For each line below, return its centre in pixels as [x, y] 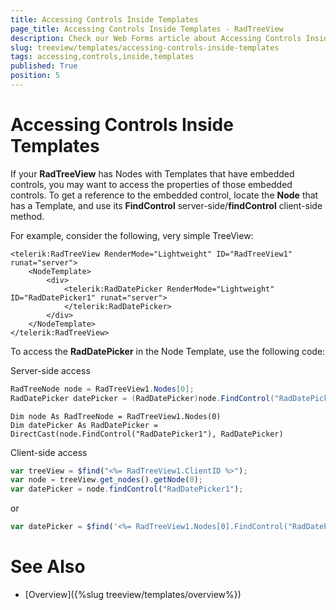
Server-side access [50, 370]
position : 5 [35, 76]
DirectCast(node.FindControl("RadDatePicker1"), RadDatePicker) [147, 434]
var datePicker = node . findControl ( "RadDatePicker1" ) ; [127, 489]
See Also [48, 567]
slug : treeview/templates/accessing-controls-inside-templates [145, 47]
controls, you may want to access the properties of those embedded [151, 184]
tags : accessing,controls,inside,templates [102, 57]
